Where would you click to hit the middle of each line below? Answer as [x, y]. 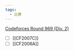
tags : [11, 10]
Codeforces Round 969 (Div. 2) [37, 28]
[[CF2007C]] [25, 38]
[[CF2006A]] [25, 44]
